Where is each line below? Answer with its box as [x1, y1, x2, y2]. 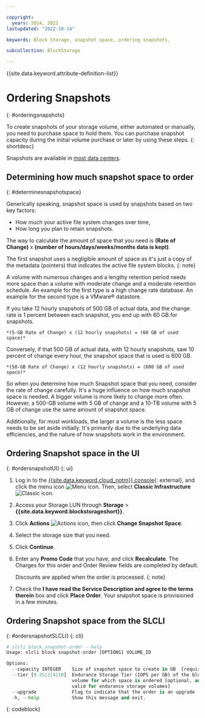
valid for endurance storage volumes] [71, 683, 171, 689]
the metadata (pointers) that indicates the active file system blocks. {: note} [6, 261, 196, 269]
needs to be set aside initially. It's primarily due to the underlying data [6, 424, 181, 431]
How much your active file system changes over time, [15, 218, 151, 226]
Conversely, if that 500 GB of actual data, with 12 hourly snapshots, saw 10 [6, 346, 195, 353]
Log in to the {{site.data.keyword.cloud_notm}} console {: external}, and [15, 476, 195, 484]
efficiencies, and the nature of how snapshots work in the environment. [6, 430, 185, 438]
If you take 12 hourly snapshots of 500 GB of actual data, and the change [6, 305, 190, 312]
